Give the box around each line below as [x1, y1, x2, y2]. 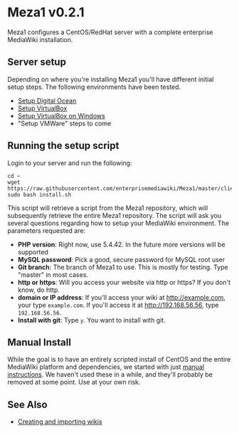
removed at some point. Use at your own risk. [7, 378, 141, 387]
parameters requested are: [7, 226, 86, 235]
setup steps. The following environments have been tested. [7, 83, 181, 91]
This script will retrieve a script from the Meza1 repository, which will [7, 204, 208, 212]
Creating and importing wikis [17, 417, 102, 426]
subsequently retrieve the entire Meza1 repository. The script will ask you [7, 211, 222, 219]
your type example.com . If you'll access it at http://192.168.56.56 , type [17, 301, 219, 309]
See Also [7, 398, 48, 410]
